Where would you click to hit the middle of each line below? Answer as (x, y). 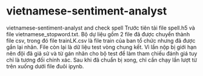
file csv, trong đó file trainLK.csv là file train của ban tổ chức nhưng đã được (101, 40)
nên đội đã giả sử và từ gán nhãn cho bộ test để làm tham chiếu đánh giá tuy (102, 53)
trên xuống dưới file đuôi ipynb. (45, 66)
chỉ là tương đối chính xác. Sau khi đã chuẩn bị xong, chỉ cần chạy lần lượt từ (102, 60)
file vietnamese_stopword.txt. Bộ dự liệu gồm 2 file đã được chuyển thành (98, 34)
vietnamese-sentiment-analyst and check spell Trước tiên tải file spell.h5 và (101, 28)
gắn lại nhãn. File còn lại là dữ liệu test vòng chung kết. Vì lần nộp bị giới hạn (101, 47)
